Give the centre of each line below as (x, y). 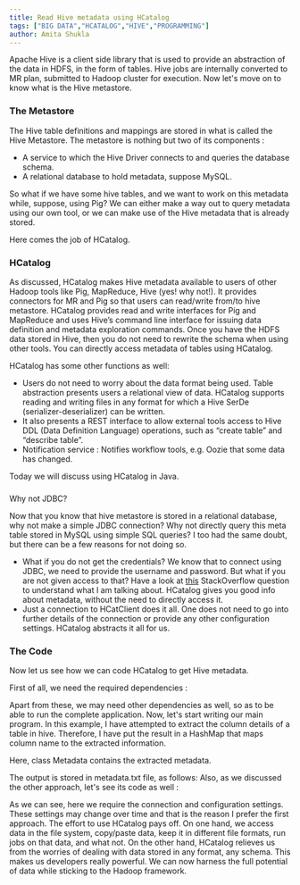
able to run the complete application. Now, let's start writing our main (136, 714)
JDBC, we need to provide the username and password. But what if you (154, 571)
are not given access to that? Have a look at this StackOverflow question (156, 580)
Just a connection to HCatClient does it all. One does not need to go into (155, 609)
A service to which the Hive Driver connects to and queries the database (156, 157)
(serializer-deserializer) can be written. (94, 411)
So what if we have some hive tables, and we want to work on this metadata (149, 194)
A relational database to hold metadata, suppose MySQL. (127, 176)
